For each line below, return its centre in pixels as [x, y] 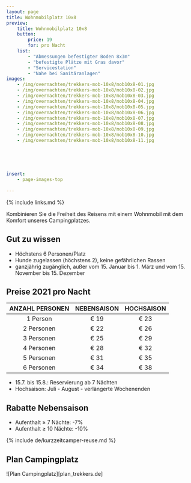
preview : [17, 23]
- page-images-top [40, 180]
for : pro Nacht [47, 46]
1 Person [39, 319]
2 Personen [39, 328]
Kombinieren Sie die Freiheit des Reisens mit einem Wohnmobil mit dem [95, 214]
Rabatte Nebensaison [47, 408]
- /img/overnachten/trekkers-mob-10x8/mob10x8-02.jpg [86, 90]
